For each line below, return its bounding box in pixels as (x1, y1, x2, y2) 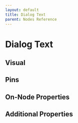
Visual (5, 58, 26, 67)
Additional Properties (5, 110, 73, 118)
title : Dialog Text (5, 12, 46, 17)
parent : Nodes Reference (5, 17, 57, 22)
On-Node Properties (5, 93, 70, 101)
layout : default (5, 7, 39, 13)
